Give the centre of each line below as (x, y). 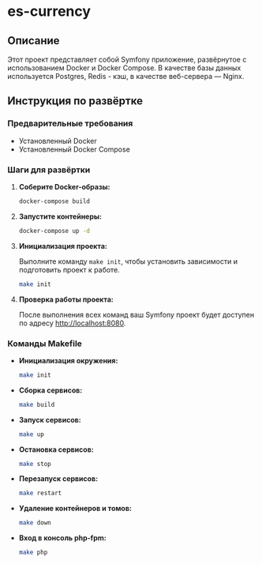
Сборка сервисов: (51, 390)
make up (31, 434)
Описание (34, 41)
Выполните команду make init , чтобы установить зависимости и (128, 261)
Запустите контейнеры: (60, 216)
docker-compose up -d (54, 231)
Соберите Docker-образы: (64, 186)
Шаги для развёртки (49, 170)
